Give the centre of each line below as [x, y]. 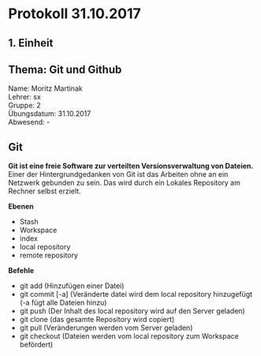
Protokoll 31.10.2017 [75, 14]
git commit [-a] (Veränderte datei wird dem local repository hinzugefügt [136, 294]
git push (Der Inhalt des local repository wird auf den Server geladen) [132, 311]
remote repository [49, 255]
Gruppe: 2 [24, 105]
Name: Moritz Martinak [45, 88]
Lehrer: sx [24, 97]
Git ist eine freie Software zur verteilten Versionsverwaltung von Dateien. [131, 166]
